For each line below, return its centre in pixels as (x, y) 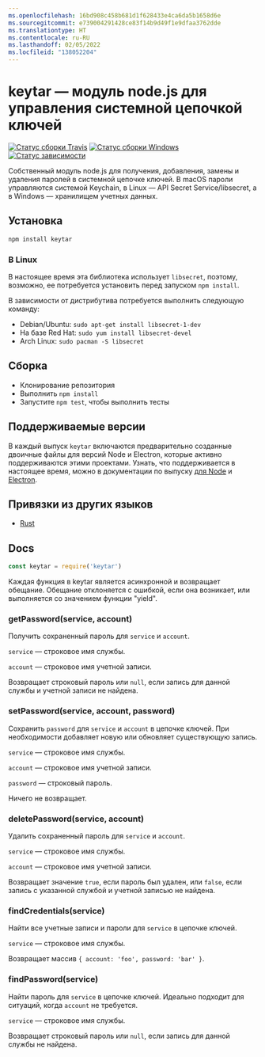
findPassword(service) (53, 979)
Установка (36, 221)
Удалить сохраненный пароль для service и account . (97, 835)
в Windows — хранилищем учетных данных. (83, 196)
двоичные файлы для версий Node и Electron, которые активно (115, 454)
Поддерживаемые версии (77, 427)
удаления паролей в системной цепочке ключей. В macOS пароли (121, 179)
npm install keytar (40, 239)
